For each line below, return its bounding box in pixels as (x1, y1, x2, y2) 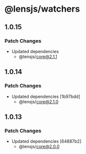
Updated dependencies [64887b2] (11, 138, 82, 144)
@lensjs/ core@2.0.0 (18, 144, 60, 150)
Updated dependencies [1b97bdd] (11, 94, 81, 99)
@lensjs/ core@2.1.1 (18, 54, 57, 59)
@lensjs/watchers (4, 3, 80, 15)
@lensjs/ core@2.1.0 (18, 98, 59, 104)
